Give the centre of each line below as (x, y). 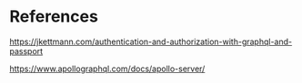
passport (26, 51)
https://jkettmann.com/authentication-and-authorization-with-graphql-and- (151, 41)
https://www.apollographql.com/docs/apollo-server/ (107, 69)
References (54, 17)
